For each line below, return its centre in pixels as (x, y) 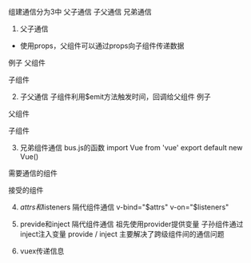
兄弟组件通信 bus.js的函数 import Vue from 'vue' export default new (131, 147)
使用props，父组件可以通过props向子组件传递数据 (102, 46)
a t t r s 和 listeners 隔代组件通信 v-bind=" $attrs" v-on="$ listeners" (124, 207)
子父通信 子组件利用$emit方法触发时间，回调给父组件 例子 (116, 97)
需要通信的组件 (33, 173)
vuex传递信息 (42, 251)
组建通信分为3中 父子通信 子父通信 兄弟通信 (80, 12)
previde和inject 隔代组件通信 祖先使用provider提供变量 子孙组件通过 (131, 224)
